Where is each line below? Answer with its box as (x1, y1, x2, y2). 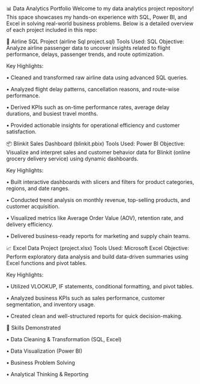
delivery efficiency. (6, 221, 53, 228)
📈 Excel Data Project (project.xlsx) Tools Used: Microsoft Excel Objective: (6, 245, 189, 251)
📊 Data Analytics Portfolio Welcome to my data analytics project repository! (6, 5, 194, 12)
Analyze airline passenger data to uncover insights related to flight (6, 44, 171, 51)
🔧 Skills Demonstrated (6, 324, 61, 331)
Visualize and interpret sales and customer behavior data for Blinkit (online (6, 149, 191, 156)
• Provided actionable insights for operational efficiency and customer (6, 122, 180, 129)
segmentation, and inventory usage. (6, 301, 95, 308)
